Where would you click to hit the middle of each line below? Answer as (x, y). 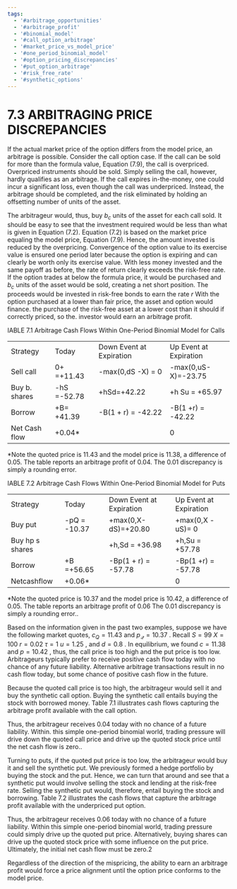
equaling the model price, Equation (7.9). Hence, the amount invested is (111, 240)
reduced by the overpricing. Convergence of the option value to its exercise (117, 248)
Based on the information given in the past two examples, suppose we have (117, 627)
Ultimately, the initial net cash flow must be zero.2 (80, 849)
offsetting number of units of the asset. (64, 202)
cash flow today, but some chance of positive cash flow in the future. (108, 674)
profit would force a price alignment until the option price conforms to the (114, 870)
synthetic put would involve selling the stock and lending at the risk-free (112, 783)
